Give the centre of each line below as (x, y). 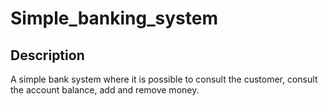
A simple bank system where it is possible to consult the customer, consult (164, 79)
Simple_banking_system (114, 18)
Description (47, 55)
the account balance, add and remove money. (105, 90)
